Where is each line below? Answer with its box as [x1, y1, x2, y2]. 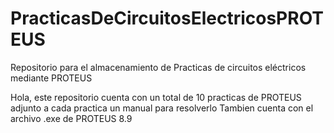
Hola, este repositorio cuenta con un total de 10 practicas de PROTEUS [10, 91, 302, 103]
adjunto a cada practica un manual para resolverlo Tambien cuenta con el [10, 102, 314, 114]
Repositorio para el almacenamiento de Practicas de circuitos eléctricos [10, 61, 307, 73]
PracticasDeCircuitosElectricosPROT [10, 7, 325, 30]
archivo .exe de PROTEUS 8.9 [10, 112, 133, 124]
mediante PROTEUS [10, 72, 93, 84]
